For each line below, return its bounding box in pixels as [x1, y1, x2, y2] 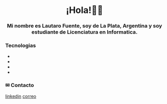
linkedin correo [5, 93, 37, 99]
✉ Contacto [5, 82, 34, 89]
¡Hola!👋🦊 [66, 4, 103, 16]
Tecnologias [5, 42, 36, 49]
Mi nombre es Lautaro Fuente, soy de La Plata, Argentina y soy [7, 22, 162, 29]
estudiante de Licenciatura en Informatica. [31, 28, 138, 35]
